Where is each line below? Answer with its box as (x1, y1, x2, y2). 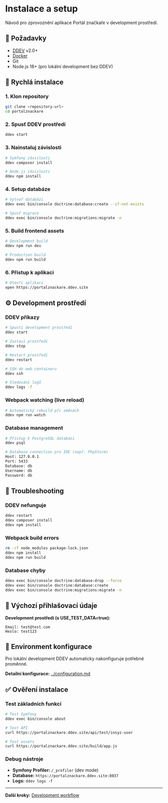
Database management (5, 425, 63, 432)
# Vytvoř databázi (5, 197, 43, 202)
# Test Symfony (5, 712, 37, 717)
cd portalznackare (5, 109, 43, 114)
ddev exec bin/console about (5, 716, 66, 721)
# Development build (5, 239, 48, 244)
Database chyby (5, 567, 46, 574)
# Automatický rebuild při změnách (5, 408, 79, 413)
